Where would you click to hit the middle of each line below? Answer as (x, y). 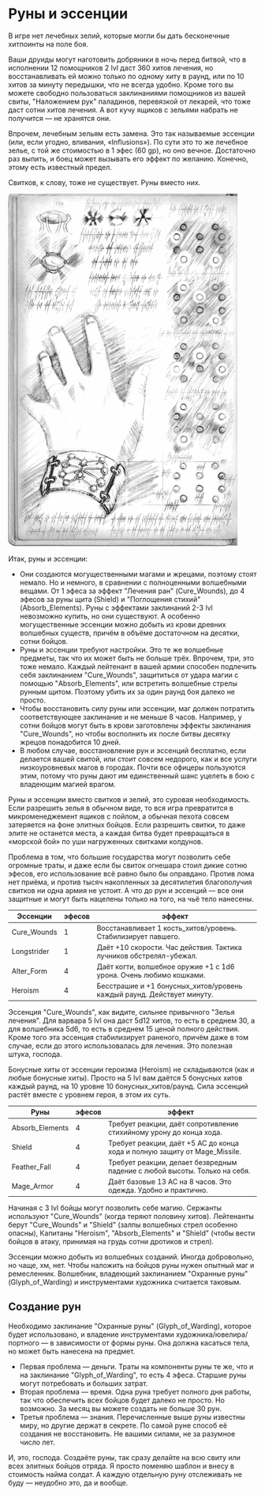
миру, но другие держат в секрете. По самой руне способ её (123, 1425)
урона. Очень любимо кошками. (151, 975)
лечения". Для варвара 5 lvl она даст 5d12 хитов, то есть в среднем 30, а (132, 1020)
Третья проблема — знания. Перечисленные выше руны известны (132, 1417)
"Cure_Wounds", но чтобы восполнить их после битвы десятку (125, 733)
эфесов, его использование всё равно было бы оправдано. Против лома (131, 873)
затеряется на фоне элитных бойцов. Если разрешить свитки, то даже (127, 824)
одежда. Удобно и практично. (158, 1190)
